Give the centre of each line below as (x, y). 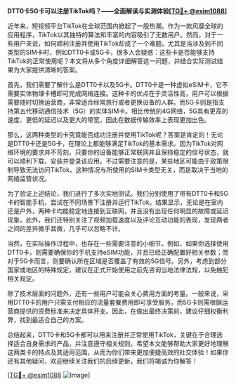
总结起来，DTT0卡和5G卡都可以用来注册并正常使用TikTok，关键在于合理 (112, 335)
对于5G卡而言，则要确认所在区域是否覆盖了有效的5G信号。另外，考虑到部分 (117, 261)
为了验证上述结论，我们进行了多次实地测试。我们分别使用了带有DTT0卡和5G (118, 193)
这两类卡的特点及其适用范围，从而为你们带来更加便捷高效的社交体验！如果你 (118, 352)
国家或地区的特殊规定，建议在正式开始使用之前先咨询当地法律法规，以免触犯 (118, 270)
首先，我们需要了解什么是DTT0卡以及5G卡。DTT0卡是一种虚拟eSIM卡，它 (115, 85)
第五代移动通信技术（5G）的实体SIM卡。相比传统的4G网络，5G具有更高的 (120, 111)
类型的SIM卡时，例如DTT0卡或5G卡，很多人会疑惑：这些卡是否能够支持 (111, 52)
